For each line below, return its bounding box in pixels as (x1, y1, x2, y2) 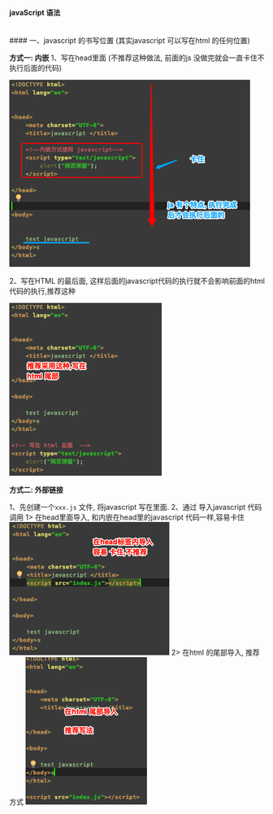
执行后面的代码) (9, 63, 63, 73)
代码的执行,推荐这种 (9, 286, 76, 296)
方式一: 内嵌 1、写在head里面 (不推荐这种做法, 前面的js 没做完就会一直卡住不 (9, 53, 265, 63)
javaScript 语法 (9, 7, 61, 17)
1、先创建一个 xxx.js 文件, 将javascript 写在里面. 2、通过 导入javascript (9, 503, 246, 512)
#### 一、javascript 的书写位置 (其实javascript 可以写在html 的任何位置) (9, 36, 250, 46)
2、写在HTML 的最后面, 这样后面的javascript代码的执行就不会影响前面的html (9, 276, 266, 286)
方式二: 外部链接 (9, 485, 63, 495)
